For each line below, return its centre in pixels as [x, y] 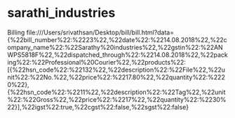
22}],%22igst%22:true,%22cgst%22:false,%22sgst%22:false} [98, 107]
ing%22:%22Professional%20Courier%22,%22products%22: [96, 62]
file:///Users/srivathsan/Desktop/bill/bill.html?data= [100, 32]
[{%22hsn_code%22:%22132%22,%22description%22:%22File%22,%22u [116, 70]
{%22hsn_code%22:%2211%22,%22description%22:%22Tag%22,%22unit [116, 92]
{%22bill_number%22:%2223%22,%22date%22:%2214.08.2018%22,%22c [117, 39]
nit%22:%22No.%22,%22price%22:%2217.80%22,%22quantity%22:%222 [116, 77]
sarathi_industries [61, 13]
